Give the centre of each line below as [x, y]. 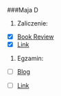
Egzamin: [30, 59]
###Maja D [23, 10]
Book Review [35, 37]
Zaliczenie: [32, 23]
